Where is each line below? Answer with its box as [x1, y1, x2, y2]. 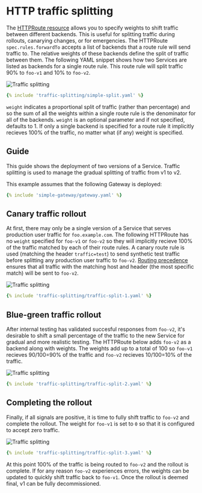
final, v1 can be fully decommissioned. [6, 480, 101, 487]
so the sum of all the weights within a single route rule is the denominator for [6, 110, 196, 117]
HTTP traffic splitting [6, 4, 114, 18]
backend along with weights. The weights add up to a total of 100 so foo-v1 [6, 345, 193, 352]
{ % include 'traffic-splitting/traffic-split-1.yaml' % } [6, 293, 152, 299]
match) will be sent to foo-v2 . [6, 269, 79, 277]
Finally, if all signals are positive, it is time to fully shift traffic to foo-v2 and [6, 413, 189, 421]
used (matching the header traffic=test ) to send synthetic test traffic [6, 250, 180, 257]
